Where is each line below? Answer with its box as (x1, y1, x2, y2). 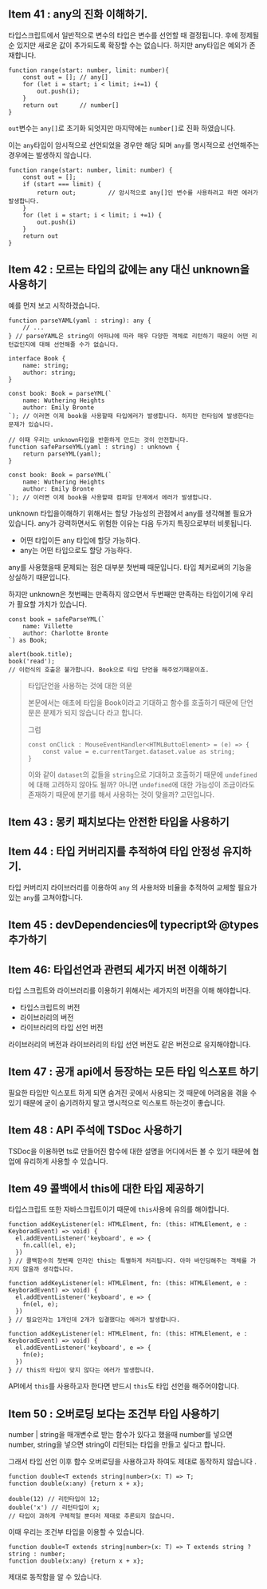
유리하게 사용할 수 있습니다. (22, 1156, 109, 1165)
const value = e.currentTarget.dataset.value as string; (42, 747, 236, 755)
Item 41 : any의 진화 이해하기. (8, 7, 148, 22)
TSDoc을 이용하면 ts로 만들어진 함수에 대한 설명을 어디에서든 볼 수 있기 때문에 (8, 1146, 251, 1156)
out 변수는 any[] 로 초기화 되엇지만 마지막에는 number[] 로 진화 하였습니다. (8, 123, 236, 133)
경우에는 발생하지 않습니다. (8, 150, 92, 160)
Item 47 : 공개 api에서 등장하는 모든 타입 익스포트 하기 (8, 1065, 259, 1079)
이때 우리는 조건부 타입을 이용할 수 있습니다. (8, 1527, 145, 1537)
